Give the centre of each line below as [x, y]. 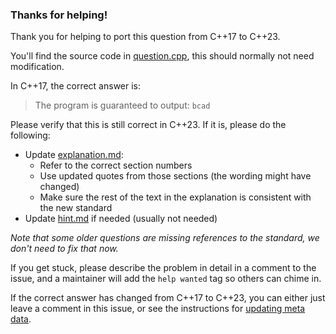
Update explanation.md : [74, 155]
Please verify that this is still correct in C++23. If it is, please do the [148, 125]
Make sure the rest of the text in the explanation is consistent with [175, 197]
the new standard [76, 208]
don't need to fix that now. [64, 249]
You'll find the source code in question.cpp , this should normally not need [162, 56]
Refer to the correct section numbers [116, 165]
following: [30, 135]
